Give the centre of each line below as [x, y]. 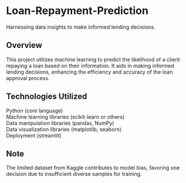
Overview [24, 45]
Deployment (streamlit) [34, 135]
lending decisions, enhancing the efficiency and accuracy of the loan [89, 72]
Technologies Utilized [47, 97]
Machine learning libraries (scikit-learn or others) [65, 117]
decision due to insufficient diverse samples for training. [74, 174]
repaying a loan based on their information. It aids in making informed [90, 65]
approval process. [28, 78]
